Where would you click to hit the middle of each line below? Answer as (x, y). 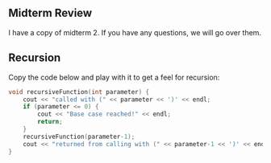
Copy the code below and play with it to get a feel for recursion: (114, 77)
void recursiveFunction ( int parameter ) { (79, 92)
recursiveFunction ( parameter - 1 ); (79, 137)
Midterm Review (50, 13)
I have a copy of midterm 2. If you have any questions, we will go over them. (135, 32)
